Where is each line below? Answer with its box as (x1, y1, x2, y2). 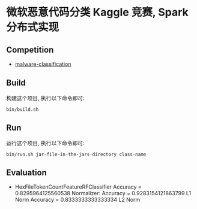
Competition (6, 44, 54, 54)
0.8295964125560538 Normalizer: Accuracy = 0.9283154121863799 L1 (14, 190, 191, 197)
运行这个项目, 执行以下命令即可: (6, 139, 85, 147)
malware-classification (14, 60, 71, 68)
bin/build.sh (6, 106, 39, 113)
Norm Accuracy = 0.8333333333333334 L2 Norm (14, 196, 141, 204)
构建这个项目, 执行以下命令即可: (6, 94, 85, 102)
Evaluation (6, 168, 47, 178)
